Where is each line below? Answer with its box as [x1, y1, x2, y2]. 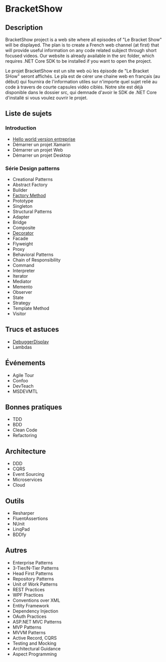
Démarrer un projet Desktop [12, 152, 71, 158]
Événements [5, 359, 46, 367]
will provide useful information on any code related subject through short [5, 48, 157, 53]
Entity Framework [12, 602, 49, 608]
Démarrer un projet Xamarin [12, 141, 71, 147]
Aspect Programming [12, 651, 57, 657]
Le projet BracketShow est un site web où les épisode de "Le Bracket [5, 68, 149, 74]
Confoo [12, 377, 29, 383]
